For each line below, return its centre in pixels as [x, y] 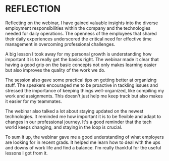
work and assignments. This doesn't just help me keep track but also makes [84, 96]
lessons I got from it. [26, 153]
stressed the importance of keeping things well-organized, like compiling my [85, 90]
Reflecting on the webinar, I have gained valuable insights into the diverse [82, 23]
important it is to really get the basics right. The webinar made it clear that [82, 59]
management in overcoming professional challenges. [60, 44]
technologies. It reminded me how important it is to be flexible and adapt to [83, 116]
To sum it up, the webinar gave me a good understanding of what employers [84, 137]
